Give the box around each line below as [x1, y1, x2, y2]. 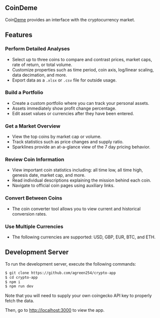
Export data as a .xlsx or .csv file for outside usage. [12, 77, 117, 83]
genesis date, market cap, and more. [12, 172, 86, 178]
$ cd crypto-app [5, 275, 38, 280]
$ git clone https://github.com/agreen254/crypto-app [5, 270, 116, 275]
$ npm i [5, 279, 21, 285]
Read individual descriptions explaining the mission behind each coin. [12, 177, 151, 184]
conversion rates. [12, 211, 47, 217]
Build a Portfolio [5, 89, 44, 96]
